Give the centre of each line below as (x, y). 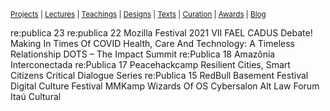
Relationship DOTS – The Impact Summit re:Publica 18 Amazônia (143, 54)
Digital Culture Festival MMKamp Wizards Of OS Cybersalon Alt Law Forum (165, 86)
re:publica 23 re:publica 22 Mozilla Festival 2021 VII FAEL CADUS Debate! (161, 33)
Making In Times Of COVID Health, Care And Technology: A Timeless (152, 43)
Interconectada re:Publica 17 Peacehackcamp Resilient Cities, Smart (150, 64)
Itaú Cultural (36, 96)
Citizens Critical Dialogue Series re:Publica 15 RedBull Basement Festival (159, 75)
